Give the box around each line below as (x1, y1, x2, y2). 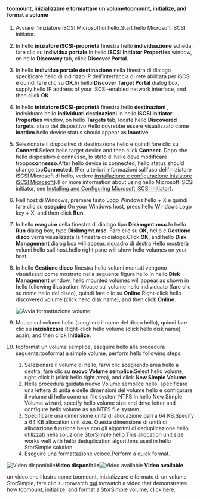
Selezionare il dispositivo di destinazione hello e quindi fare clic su (15, 140, 179, 148)
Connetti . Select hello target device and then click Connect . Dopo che (15, 147, 188, 154)
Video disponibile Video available (55, 462, 184, 469)
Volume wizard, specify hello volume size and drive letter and (24, 399, 176, 406)
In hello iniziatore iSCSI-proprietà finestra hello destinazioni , (15, 103, 169, 111)
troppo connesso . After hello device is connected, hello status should (15, 160, 184, 167)
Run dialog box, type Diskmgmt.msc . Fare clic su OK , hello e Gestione (15, 227, 191, 234)
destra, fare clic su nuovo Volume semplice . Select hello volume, (24, 368, 184, 375)
